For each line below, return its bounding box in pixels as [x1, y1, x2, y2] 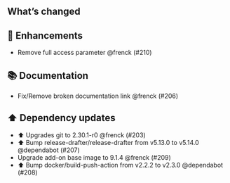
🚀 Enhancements [7, 30, 83, 42]
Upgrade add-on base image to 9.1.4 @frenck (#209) [17, 153, 172, 161]
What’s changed [7, 6, 81, 18]
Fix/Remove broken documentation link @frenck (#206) [17, 91, 179, 101]
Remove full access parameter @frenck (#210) [17, 49, 152, 57]
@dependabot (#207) [17, 146, 81, 154]
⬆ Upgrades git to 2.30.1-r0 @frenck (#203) [17, 130, 146, 139]
